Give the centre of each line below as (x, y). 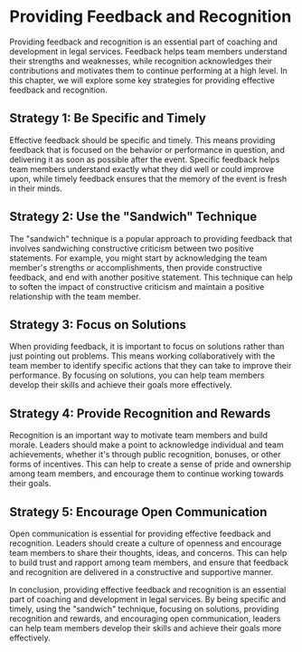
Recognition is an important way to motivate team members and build (139, 436)
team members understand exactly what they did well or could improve (142, 168)
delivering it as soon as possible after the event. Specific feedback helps (145, 159)
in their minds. (36, 188)
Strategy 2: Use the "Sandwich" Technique (133, 217)
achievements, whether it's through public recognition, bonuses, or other (145, 455)
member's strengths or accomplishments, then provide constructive (136, 267)
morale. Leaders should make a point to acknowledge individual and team (146, 445)
